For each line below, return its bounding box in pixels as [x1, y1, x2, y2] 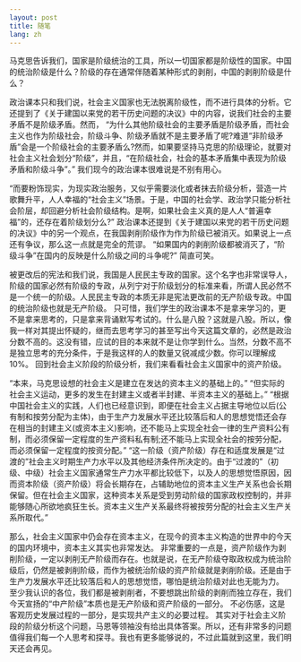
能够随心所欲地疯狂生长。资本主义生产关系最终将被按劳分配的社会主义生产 [9, 501, 284, 512]
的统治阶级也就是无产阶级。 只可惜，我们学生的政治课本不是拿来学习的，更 [9, 303, 287, 314]
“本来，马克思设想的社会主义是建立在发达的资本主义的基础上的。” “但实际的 [9, 378, 285, 389]
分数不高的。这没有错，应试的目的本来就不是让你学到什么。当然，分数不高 [9, 337, 284, 348]
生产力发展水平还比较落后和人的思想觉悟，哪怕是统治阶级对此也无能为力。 [9, 576, 284, 587]
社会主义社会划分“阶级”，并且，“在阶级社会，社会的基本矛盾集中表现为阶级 [9, 153, 287, 164]
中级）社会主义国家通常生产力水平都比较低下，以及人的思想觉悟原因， [24, 468, 284, 478]
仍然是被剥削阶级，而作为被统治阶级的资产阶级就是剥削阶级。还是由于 [32, 565, 292, 576]
